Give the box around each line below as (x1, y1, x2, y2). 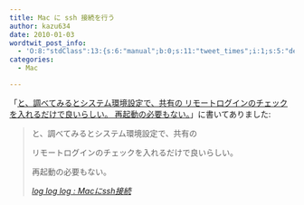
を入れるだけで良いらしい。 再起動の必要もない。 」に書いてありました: (9, 108, 271, 119)
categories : (9, 55, 54, 64)
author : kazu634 (9, 22, 71, 31)
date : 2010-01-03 (9, 30, 75, 39)
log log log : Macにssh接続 (31, 185, 132, 196)
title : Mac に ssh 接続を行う (9, 13, 115, 23)
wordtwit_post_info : (9, 38, 88, 48)
